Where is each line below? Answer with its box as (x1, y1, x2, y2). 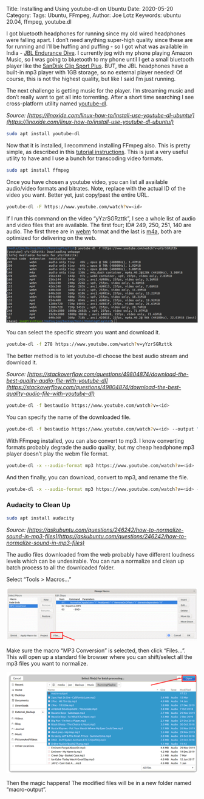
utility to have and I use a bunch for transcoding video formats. (6, 155, 164, 162)
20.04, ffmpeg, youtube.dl (6, 18, 72, 25)
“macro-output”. (6, 786, 47, 794)
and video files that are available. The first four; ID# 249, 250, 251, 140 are (6, 221, 192, 228)
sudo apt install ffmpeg (6, 167, 69, 173)
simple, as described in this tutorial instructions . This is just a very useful (6, 148, 188, 155)
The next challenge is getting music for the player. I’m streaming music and (6, 87, 194, 94)
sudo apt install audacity (6, 515, 75, 521)
